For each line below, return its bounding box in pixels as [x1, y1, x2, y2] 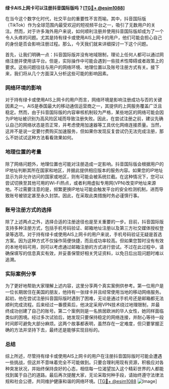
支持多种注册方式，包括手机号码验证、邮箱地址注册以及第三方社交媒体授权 [5, 225, 159, 231]
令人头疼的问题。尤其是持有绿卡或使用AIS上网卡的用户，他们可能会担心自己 [5, 35, 162, 40]
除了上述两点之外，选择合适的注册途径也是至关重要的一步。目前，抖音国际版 [5, 218, 164, 225]
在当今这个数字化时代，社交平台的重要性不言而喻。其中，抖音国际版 [5, 16, 146, 22]
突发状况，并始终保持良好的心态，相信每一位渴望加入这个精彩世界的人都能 [9, 366, 164, 372]
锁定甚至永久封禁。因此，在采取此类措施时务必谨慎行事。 [22, 192, 142, 198]
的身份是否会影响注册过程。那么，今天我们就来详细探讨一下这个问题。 [5, 41, 151, 47]
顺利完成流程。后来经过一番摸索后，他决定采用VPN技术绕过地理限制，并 [5, 302, 156, 308]
